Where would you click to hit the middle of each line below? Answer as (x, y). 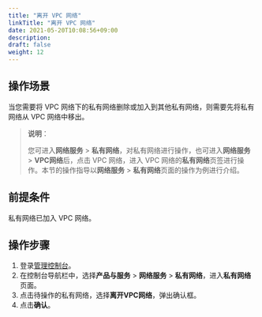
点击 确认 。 (37, 305)
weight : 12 (26, 52)
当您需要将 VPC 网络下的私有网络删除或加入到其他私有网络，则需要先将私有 (131, 107)
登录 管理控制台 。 (47, 266)
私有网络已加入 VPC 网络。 (52, 217)
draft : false (30, 45)
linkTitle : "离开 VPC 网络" (52, 23)
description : (30, 38)
